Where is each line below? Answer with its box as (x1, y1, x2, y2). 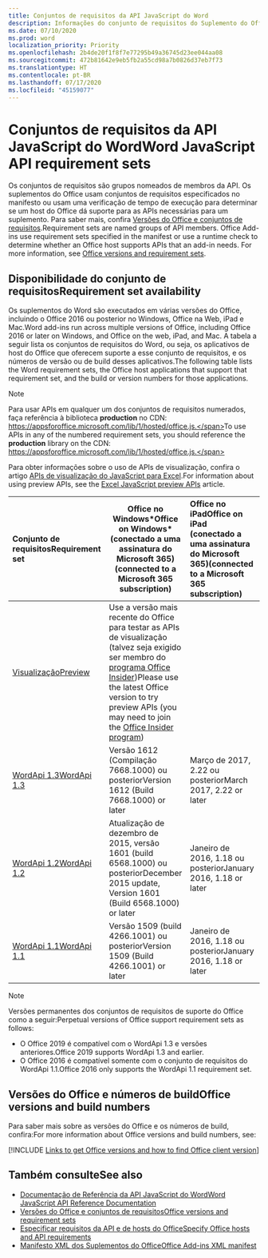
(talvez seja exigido (108, 642, 182, 653)
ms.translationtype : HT (8, 64, 88, 72)
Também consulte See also (8, 1168, 144, 1182)
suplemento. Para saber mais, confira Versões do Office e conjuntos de (8, 215, 243, 225)
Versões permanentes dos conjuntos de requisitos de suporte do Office (8, 1006, 244, 1016)
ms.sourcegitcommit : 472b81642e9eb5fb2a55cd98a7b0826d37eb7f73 (8, 57, 223, 65)
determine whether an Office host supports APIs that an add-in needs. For (8, 241, 253, 250)
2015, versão (108, 838, 160, 849)
